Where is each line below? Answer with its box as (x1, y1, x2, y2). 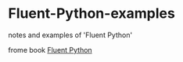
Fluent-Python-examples (8, 5, 176, 22)
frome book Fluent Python (8, 45, 92, 54)
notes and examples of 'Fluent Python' (8, 30, 133, 40)
